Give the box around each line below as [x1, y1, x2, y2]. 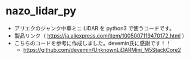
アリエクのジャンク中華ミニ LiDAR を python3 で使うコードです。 [14, 24, 175, 32]
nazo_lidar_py [5, 4, 77, 18]
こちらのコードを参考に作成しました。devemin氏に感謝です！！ [14, 39, 171, 46]
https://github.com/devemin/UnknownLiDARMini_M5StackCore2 [23, 46, 181, 53]
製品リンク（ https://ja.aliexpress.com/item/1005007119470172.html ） [14, 32, 188, 39]
